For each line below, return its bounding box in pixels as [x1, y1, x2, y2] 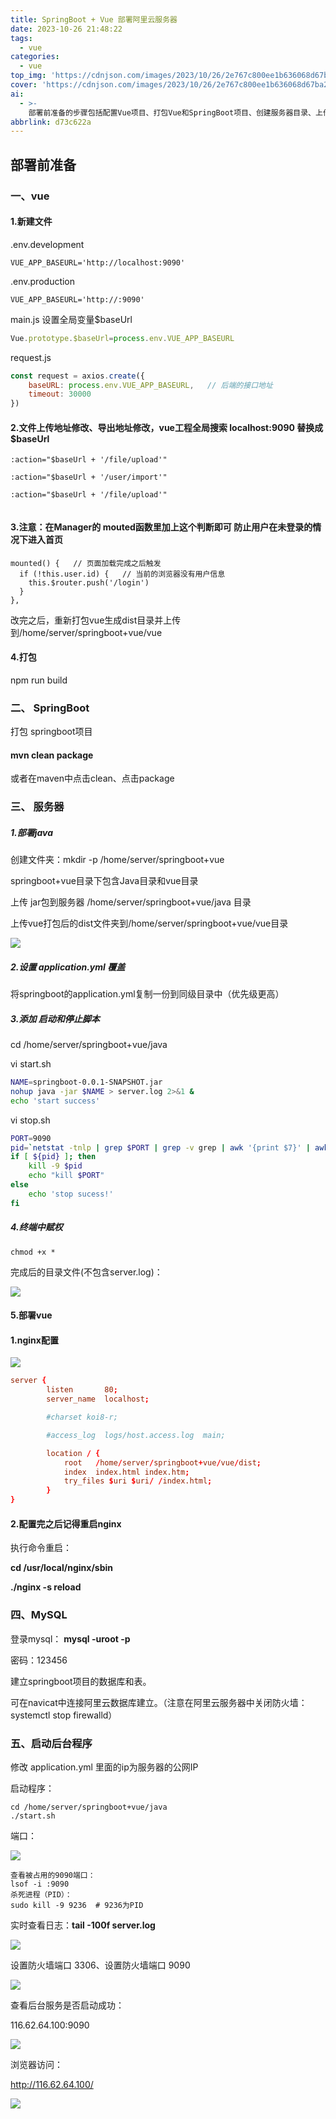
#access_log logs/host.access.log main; [46, 1430, 226, 1440]
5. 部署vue [10, 1309, 53, 1321]
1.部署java [10, 826, 54, 838]
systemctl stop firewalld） [10, 1709, 118, 1721]
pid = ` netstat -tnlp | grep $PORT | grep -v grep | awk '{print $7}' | [10, 1142, 311, 1153]
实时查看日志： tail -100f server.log [10, 1919, 156, 1931]
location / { [46, 1448, 101, 1458]
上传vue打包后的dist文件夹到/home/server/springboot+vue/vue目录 [10, 917, 289, 930]
